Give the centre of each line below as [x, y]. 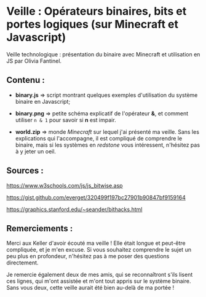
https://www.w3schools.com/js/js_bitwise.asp [65, 185]
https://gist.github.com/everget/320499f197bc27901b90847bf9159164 [96, 197]
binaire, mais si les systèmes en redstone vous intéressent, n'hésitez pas [108, 145]
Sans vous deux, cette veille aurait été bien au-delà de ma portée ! [90, 288]
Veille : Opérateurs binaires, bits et [97, 11]
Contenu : [26, 80]
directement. [22, 263]
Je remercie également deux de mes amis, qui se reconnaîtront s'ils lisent [100, 275]
